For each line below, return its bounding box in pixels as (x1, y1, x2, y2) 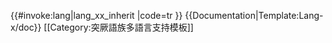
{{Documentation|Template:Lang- (184, 10, 324, 21)
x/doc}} (10, 21, 42, 33)
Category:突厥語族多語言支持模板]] (49, 21, 194, 33)
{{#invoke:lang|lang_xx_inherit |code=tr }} (10, 10, 183, 21)
